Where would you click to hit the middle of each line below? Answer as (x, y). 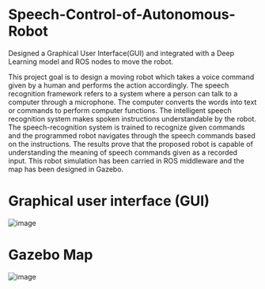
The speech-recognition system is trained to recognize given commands (127, 127)
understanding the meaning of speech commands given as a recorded (123, 152)
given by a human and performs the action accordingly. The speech (119, 85)
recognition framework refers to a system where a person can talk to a (123, 93)
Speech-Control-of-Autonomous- (122, 15)
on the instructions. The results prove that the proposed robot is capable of (131, 144)
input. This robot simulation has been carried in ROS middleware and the (127, 160)
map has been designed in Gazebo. (66, 169)
